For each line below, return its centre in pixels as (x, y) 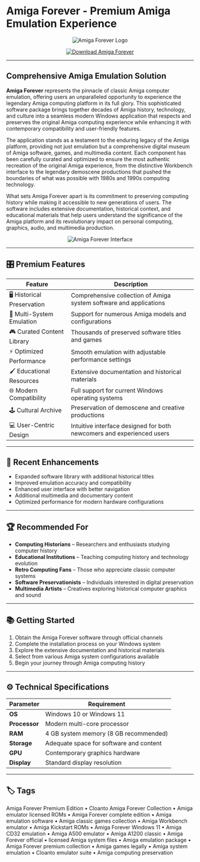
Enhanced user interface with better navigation (72, 489)
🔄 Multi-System (31, 314)
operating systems (97, 398)
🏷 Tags (21, 791)
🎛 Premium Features (46, 265)
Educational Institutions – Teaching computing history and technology (102, 557)
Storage (21, 743)
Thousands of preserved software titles (126, 332)
